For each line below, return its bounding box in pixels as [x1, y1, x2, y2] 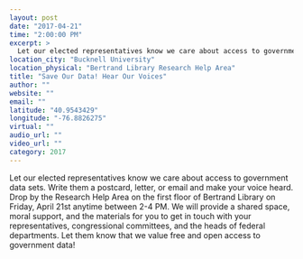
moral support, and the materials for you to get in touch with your [9, 210, 252, 221]
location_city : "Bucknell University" [9, 55, 155, 64]
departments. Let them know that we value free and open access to [9, 229, 262, 240]
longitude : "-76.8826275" [9, 114, 106, 123]
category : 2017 [9, 147, 67, 156]
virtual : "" [9, 123, 54, 132]
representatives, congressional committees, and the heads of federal [9, 220, 266, 231]
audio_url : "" [9, 131, 63, 140]
